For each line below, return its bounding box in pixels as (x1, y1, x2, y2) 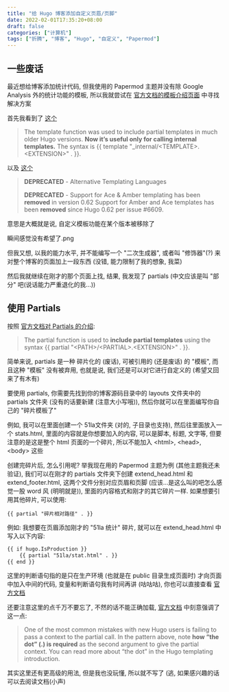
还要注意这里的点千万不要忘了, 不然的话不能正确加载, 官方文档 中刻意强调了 (7, 603, 220, 612)
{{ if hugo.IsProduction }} (7, 545, 88, 553)
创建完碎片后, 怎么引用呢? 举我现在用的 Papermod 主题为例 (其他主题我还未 (7, 461, 221, 469)
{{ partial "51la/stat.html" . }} (19, 552, 118, 559)
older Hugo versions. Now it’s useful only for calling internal (23, 135, 197, 143)
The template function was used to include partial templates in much (23, 128, 218, 136)
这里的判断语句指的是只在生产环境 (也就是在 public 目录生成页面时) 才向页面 (7, 571, 222, 580)
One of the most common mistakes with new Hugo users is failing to (23, 625, 217, 634)
